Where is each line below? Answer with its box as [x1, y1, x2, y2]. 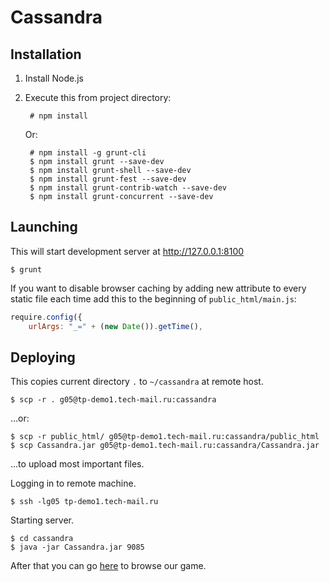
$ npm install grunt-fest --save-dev [29, 174, 187, 184]
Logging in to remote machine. [10, 477, 137, 490]
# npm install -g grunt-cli [29, 148, 147, 158]
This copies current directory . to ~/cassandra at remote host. [10, 376, 264, 388]
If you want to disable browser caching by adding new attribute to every [10, 282, 307, 294]
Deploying [10, 349, 76, 366]
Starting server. [10, 514, 74, 526]
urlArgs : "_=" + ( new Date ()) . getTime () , [28, 321, 203, 331]
